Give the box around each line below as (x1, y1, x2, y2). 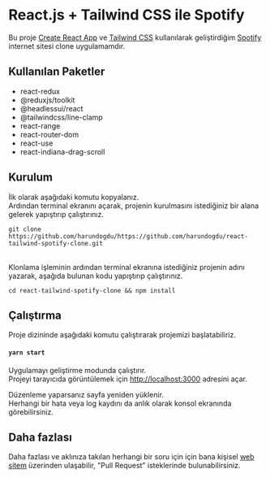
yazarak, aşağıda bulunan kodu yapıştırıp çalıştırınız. (8, 271, 183, 280)
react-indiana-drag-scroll (19, 146, 105, 156)
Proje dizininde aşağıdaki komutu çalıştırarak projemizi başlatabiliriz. (8, 330, 237, 340)
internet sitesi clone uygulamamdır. (8, 41, 126, 50)
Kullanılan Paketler (8, 65, 105, 79)
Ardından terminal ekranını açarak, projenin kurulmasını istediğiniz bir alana (8, 201, 259, 211)
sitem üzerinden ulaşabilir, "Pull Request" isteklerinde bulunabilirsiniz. (8, 461, 241, 471)
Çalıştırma (8, 308, 62, 322)
